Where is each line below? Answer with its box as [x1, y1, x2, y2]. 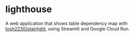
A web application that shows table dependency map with [5, 20, 128, 26]
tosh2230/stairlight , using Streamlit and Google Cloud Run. [5, 25, 130, 31]
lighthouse [5, 4, 52, 15]
